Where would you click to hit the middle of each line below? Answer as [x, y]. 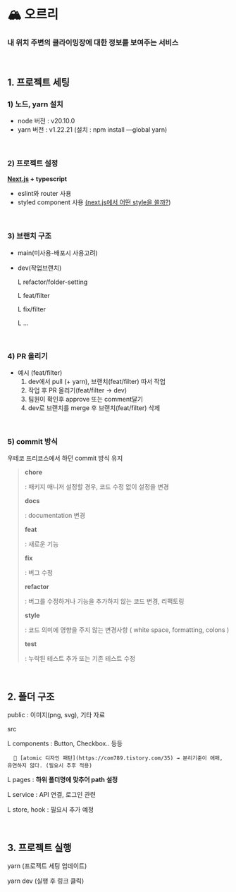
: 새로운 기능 [42, 544]
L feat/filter [34, 295]
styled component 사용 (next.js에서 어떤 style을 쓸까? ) [94, 202]
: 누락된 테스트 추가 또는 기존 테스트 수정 [80, 659]
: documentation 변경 [55, 516]
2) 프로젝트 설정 [33, 163]
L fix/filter [31, 309]
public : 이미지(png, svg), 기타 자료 [56, 715]
